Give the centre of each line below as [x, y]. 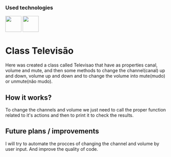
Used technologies [29, 8]
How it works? [29, 97]
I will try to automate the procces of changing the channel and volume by [82, 143]
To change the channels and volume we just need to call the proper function [86, 110]
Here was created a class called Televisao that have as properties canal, [81, 65]
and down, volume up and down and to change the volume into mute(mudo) [85, 76]
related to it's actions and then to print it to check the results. [70, 115]
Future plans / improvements [52, 131]
